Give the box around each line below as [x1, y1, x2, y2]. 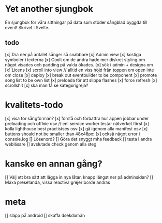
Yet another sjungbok [5, 3, 93, 15]
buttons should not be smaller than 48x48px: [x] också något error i [5, 131, 140, 137]
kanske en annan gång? [5, 158, 103, 169]
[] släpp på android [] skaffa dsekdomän [5, 212, 85, 218]
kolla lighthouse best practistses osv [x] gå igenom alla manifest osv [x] [5, 126, 148, 131]
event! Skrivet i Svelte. [5, 24, 50, 30]
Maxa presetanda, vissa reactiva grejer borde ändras [5, 179, 110, 185]
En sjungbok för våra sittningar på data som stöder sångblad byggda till [5, 19, 147, 25]
